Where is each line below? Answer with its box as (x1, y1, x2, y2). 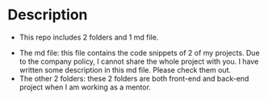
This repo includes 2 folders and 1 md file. (19, 32, 159, 42)
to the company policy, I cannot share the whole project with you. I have (19, 56, 259, 66)
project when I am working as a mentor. (19, 82, 151, 92)
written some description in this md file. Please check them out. (19, 65, 232, 74)
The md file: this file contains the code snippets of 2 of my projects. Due (19, 48, 260, 57)
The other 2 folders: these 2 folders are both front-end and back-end (19, 73, 249, 83)
